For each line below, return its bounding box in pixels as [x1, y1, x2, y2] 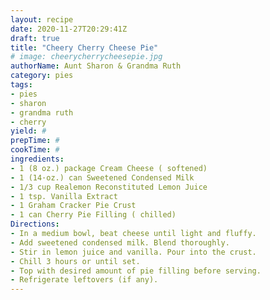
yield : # [10, 126, 47, 136]
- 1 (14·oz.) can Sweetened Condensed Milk [10, 172, 195, 183]
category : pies [10, 71, 74, 81]
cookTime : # [10, 145, 60, 155]
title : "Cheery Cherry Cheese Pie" [10, 42, 159, 53]
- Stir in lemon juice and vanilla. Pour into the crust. [10, 247, 257, 257]
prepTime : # [10, 136, 60, 146]
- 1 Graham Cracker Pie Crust [10, 201, 137, 211]
